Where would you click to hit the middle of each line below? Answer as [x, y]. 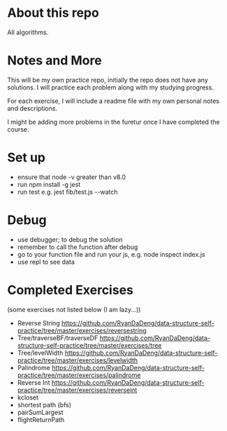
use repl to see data [46, 262]
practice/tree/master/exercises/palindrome [79, 375]
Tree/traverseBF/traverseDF [58, 338]
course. [18, 129]
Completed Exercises [71, 290]
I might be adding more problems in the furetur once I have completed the [113, 122]
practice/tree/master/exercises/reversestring [82, 330]
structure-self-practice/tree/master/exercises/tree [89, 345]
